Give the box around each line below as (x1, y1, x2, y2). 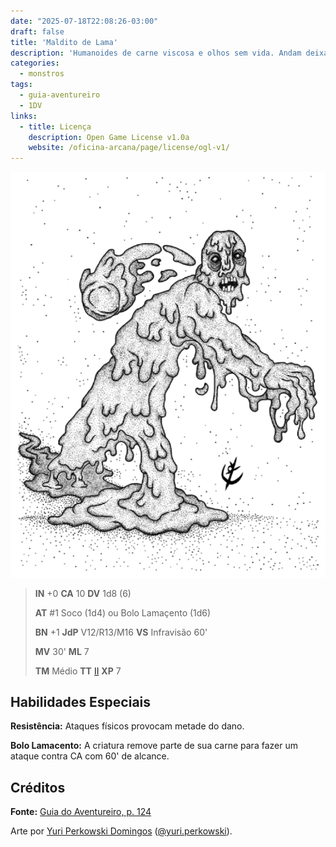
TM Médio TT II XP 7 (34, 665, 122, 677)
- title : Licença (19, 121, 92, 132)
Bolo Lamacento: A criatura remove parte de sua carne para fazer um (10, 740, 298, 752)
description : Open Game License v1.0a (28, 132, 190, 142)
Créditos (10, 779, 66, 796)
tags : (10, 80, 33, 90)
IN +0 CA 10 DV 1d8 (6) (34, 587, 132, 599)
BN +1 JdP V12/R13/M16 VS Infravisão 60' (34, 626, 208, 638)
